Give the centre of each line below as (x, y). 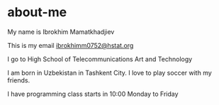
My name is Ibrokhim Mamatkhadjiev (61, 32)
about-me (37, 12)
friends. (19, 80)
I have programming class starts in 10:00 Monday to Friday (93, 94)
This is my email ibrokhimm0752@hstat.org (71, 45)
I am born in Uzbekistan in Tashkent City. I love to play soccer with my (110, 73)
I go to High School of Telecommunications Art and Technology (100, 59)
